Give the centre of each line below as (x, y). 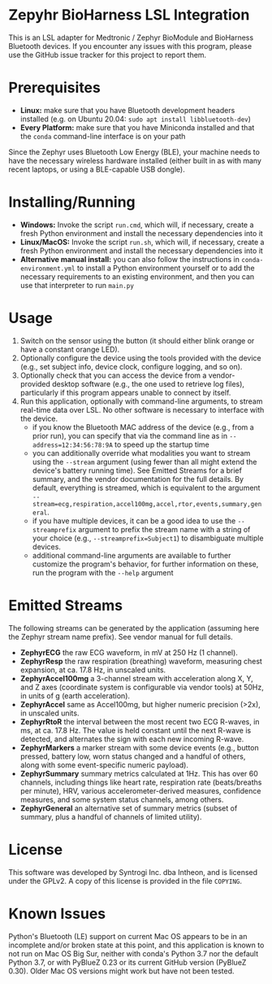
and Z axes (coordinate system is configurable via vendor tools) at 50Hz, (142, 687)
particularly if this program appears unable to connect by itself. (125, 392)
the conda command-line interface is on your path (103, 136)
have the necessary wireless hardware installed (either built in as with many (135, 160)
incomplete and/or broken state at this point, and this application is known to (136, 945)
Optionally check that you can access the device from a (113, 375)
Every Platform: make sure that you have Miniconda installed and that (137, 127)
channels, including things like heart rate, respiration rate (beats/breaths (141, 782)
